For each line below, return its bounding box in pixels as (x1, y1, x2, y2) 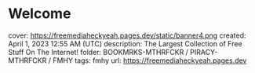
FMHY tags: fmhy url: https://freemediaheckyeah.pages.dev (52, 56, 247, 65)
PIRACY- (189, 47, 218, 57)
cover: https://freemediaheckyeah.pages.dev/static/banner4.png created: (8, 31, 246, 40)
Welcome (8, 5, 71, 23)
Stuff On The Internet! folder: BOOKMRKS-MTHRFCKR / (8, 47, 188, 57)
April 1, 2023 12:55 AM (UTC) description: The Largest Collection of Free (8, 38, 242, 48)
